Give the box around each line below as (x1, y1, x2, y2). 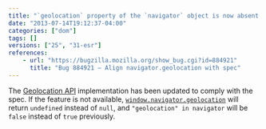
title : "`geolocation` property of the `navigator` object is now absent (8, 11, 260, 20)
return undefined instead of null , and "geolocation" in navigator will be (8, 103, 248, 112)
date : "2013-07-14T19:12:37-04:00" (8, 19, 127, 27)
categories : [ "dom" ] (8, 26, 77, 34)
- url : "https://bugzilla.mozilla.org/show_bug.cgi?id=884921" (22, 57, 238, 65)
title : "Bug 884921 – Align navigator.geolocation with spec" (29, 64, 241, 72)
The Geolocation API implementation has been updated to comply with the (8, 86, 253, 95)
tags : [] (8, 34, 38, 42)
